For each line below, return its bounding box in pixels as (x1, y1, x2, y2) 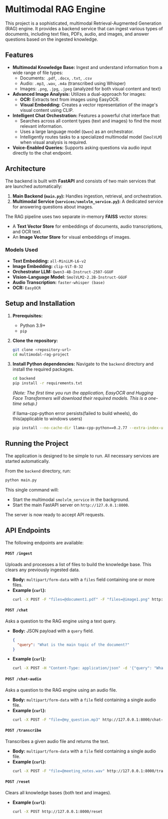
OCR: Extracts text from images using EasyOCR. (20, 96, 120, 102)
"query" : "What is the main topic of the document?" (17, 642, 130, 647)
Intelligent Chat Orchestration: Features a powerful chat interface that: (12, 112, 160, 118)
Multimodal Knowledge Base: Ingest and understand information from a (12, 64, 162, 70)
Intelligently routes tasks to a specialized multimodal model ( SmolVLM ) (20, 133, 162, 140)
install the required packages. (12, 366, 74, 372)
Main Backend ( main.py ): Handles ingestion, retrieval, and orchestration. (12, 193, 162, 199)
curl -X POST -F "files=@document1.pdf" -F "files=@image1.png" (12, 597, 150, 602)
